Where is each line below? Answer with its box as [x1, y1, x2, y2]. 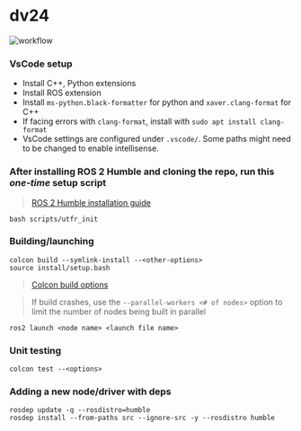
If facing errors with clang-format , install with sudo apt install [22, 116, 257, 127]
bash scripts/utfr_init [9, 215, 99, 224]
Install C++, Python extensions [22, 78, 137, 89]
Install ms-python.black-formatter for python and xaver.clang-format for [22, 97, 292, 108]
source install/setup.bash [9, 263, 111, 272]
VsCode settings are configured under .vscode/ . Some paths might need [22, 134, 292, 145]
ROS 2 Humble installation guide [31, 197, 151, 207]
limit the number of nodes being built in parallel [31, 306, 207, 317]
